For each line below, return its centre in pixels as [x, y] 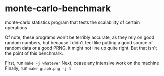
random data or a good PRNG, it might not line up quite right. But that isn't [81, 48]
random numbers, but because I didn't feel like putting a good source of [79, 42]
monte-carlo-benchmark [58, 9]
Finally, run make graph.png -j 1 [38, 68]
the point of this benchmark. [34, 53]
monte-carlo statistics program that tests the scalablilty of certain [73, 22]
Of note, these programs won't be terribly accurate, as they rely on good [80, 37]
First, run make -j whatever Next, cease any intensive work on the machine [82, 63]
